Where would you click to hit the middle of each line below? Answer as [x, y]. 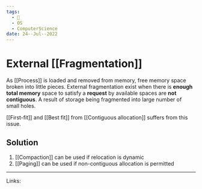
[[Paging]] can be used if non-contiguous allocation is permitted [94, 163]
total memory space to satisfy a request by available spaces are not [91, 93]
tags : [13, 12]
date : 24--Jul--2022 [32, 34]
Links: [14, 181]
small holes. [21, 106]
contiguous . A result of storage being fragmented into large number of [94, 100]
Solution [22, 142]
